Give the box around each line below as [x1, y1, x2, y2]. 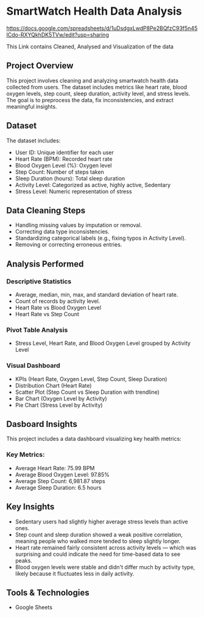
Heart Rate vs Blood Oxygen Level [15, 304, 102, 311]
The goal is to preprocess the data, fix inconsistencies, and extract [6, 96, 174, 103]
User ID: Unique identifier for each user [15, 149, 114, 156]
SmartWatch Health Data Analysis [6, 4, 182, 18]
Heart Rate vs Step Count [15, 311, 79, 318]
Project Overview [6, 61, 74, 71]
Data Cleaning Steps [6, 205, 86, 215]
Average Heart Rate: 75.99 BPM [15, 464, 95, 471]
